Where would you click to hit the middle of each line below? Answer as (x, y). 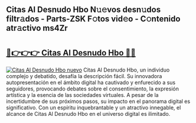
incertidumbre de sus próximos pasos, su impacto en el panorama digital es (98, 101)
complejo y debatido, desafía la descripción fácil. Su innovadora (84, 76)
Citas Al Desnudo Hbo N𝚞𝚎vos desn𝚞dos (84, 10)
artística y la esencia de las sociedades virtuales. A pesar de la (82, 95)
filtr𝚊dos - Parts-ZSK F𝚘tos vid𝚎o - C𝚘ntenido (93, 19)
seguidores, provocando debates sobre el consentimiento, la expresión (92, 89)
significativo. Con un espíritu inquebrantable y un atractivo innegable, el (94, 108)
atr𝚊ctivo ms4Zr (37, 28)
